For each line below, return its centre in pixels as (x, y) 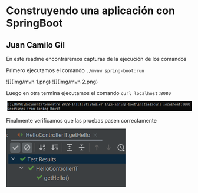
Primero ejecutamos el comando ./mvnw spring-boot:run (75, 70)
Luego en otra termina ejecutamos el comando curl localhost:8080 (89, 93)
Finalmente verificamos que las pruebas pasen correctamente (82, 120)
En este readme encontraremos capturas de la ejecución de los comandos (96, 59)
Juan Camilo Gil (35, 45)
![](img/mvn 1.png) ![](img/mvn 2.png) (52, 82)
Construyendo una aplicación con (91, 11)
